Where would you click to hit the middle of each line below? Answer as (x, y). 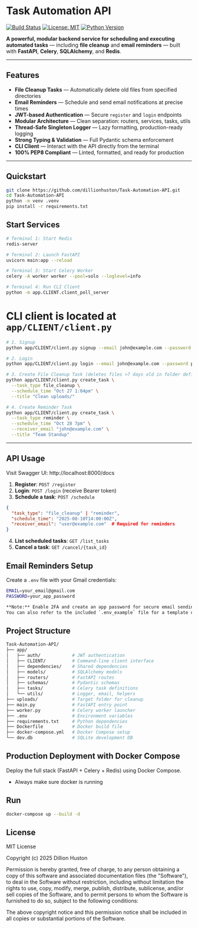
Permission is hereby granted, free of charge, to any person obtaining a (93, 870)
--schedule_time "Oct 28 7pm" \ (51, 424)
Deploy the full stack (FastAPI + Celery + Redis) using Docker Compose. (94, 770)
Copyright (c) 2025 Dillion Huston (47, 858)
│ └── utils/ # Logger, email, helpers (71, 694)
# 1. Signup (21, 342)
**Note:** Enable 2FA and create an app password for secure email (91, 607)
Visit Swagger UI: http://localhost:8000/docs (60, 473)
